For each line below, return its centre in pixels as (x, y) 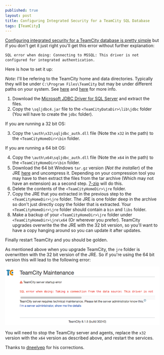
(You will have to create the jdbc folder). (52, 114)
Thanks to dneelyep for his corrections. (45, 347)
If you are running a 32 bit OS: (35, 124)
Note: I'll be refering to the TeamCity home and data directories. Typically (79, 79)
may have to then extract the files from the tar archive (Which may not (83, 178)
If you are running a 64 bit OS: (35, 148)
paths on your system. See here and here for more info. (61, 89)
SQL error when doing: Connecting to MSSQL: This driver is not (72, 55)
